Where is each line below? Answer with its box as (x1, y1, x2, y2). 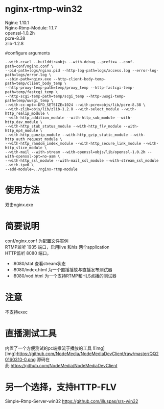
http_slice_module (5, 145, 43, 150)
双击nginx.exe (5, 202, 33, 207)
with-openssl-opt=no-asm (5, 153, 56, 159)
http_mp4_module (5, 128, 38, 133)
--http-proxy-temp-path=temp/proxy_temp (5, 85, 89, 90)
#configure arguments (5, 50, 50, 56)
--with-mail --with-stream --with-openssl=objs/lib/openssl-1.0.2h (5, 150, 146, 154)
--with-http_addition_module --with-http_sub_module (5, 115, 115, 120)
